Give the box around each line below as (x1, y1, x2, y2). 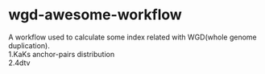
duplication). (8, 40, 50, 50)
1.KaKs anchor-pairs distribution (8, 49, 115, 59)
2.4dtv (8, 58, 31, 68)
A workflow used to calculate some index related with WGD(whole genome (8, 32, 257, 42)
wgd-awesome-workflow (8, 6, 183, 24)
